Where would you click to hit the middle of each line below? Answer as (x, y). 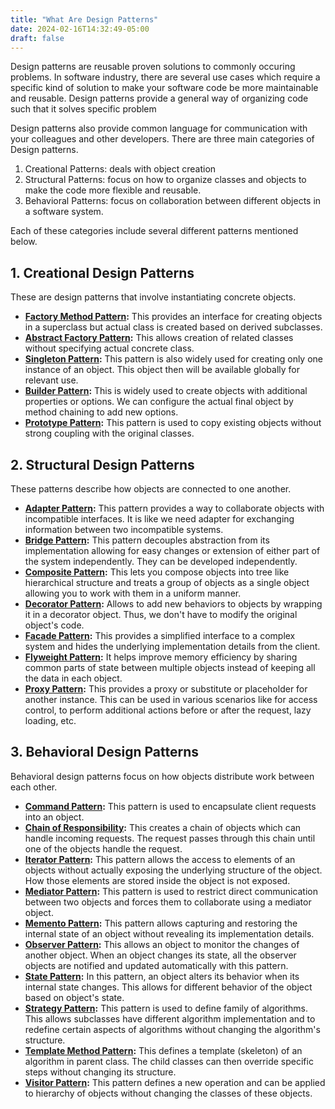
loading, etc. (50, 720)
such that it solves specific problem (83, 109)
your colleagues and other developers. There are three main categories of (162, 139)
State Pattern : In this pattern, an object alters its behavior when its (162, 976)
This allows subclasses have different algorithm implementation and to (170, 1018)
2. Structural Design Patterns (102, 464)
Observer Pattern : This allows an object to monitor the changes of (162, 944)
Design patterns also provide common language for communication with (159, 128)
